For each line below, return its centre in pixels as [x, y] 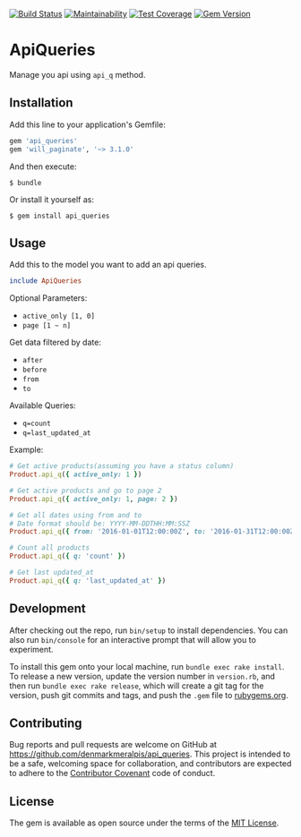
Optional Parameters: [48, 298]
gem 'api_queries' [43, 141]
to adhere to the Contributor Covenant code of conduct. [112, 773]
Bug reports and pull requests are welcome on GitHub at [113, 745]
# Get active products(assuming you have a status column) [122, 466]
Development [48, 609]
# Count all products [50, 548]
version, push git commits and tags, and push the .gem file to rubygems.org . [149, 695]
